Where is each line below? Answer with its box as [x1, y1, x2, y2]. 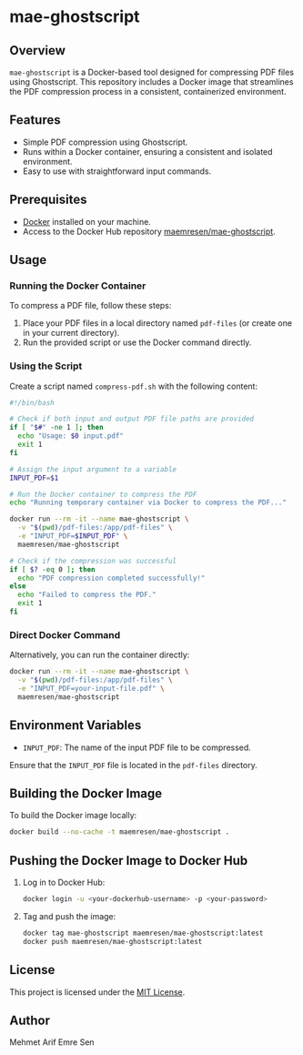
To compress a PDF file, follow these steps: [9, 300, 172, 311]
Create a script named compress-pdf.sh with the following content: [9, 380, 258, 391]
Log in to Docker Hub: [22, 877, 106, 888]
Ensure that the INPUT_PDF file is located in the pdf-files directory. [9, 759, 258, 770]
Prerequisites [9, 192, 87, 208]
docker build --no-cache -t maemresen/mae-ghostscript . [9, 827, 230, 837]
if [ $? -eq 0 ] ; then [9, 564, 96, 574]
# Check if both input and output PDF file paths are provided [9, 414, 255, 424]
